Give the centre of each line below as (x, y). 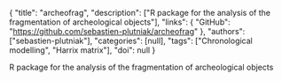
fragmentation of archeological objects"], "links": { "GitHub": (120, 22)
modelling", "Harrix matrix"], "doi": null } (82, 50)
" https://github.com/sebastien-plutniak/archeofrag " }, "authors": (127, 31)
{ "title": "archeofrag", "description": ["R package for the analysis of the (140, 13)
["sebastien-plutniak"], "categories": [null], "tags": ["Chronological (131, 40)
